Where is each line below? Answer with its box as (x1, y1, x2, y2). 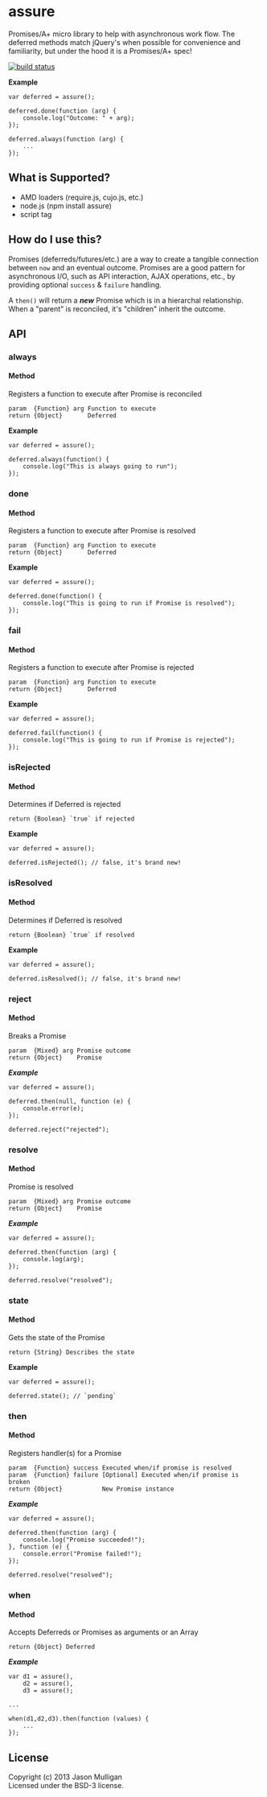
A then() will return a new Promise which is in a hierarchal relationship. (8, 295, 244, 305)
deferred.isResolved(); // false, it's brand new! (8, 974, 182, 983)
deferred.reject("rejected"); (8, 1125, 110, 1133)
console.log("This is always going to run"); (23, 463, 179, 471)
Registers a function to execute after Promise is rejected (8, 663, 195, 672)
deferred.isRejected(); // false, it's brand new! (8, 859, 182, 867)
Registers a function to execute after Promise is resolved (8, 526, 195, 536)
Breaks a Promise (8, 1030, 67, 1040)
